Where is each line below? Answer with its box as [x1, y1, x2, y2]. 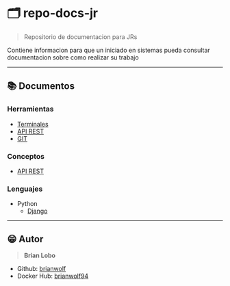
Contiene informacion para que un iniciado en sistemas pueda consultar [7, 46, 210, 54]
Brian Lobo [23, 251, 56, 260]
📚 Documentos [7, 80, 75, 92]
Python [16, 200, 38, 208]
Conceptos [7, 151, 45, 161]
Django [27, 207, 48, 216]
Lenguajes [7, 184, 43, 194]
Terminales [16, 120, 49, 128]
